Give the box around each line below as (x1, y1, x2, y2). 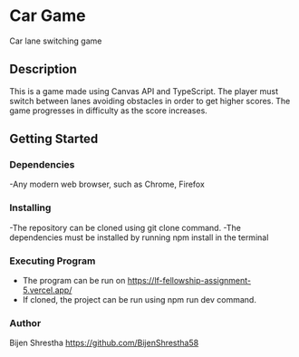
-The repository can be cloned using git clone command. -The (9, 222, 242, 233)
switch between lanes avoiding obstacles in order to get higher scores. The (9, 95, 291, 106)
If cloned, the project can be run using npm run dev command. (22, 294, 256, 305)
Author (9, 316, 42, 329)
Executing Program (9, 255, 96, 267)
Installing (9, 201, 52, 214)
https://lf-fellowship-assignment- (127, 275, 252, 286)
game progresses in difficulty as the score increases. (9, 105, 208, 116)
